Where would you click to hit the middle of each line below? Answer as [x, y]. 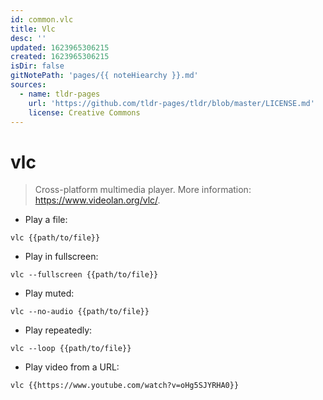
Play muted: [49, 293]
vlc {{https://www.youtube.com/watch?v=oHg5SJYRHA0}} [125, 386]
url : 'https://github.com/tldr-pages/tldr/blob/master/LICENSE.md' [171, 103]
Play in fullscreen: [61, 257]
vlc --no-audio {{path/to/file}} [80, 312]
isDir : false [37, 66]
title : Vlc [33, 29]
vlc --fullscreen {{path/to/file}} [84, 275]
